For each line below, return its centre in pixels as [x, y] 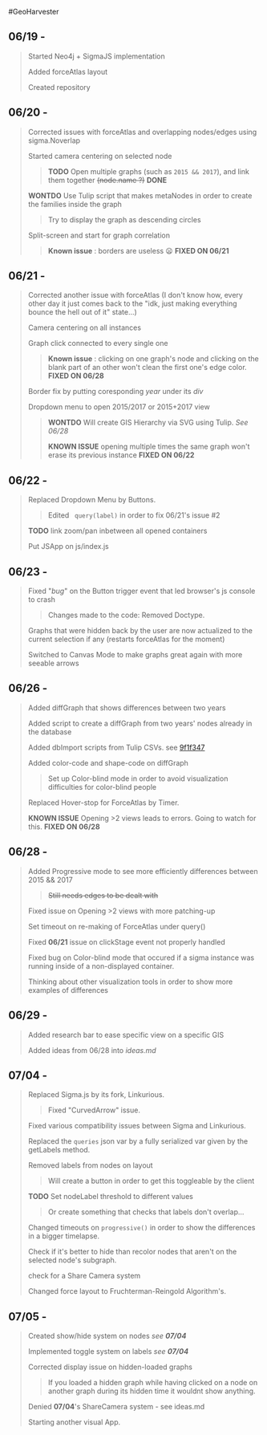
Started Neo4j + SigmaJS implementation [97, 56]
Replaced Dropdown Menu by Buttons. [92, 500]
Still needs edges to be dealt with [103, 895]
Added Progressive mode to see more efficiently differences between [143, 871]
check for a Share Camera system [84, 1276]
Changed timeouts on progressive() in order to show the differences [142, 1228]
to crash [42, 600]
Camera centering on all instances [85, 327]
